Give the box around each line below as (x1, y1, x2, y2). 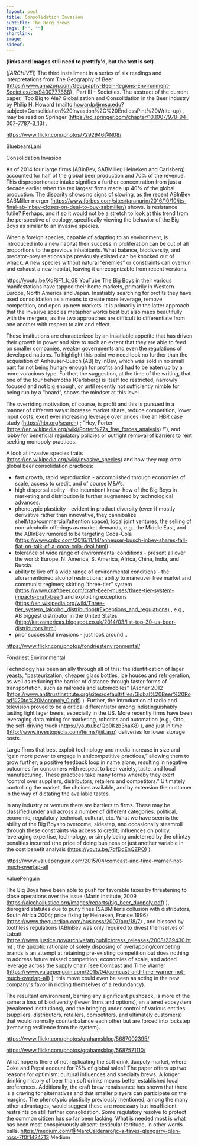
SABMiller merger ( (6, 197, 53, 204)
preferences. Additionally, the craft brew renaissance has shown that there (6, 1083, 188, 1090)
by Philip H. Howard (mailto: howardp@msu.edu (6, 101, 122, 108)
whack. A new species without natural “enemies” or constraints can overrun (6, 259, 191, 266)
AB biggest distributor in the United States (14, 612, 118, 619)
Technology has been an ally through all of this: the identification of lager (6, 665, 184, 672)
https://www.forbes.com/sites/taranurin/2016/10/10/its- (52, 197, 187, 204)
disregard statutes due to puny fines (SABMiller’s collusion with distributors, (6, 905, 191, 912)
